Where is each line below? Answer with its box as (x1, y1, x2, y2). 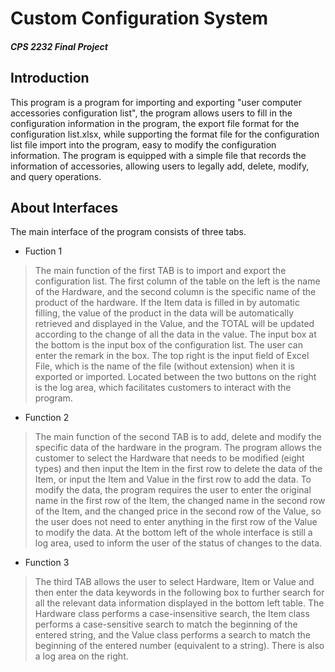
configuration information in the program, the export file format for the (10, 117, 300, 129)
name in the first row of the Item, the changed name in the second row (34, 495, 326, 507)
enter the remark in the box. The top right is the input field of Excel (34, 350, 310, 362)
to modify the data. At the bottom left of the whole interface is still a (34, 527, 313, 539)
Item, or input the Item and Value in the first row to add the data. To (34, 473, 312, 486)
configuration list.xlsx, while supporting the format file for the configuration (10, 128, 320, 140)
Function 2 (24, 412, 70, 424)
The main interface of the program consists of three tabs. (10, 226, 247, 238)
